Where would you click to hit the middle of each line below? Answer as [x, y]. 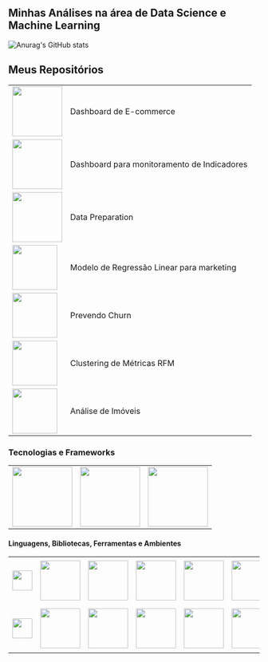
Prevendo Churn [101, 315]
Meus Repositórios [56, 70]
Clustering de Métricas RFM [123, 363]
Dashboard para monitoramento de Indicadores [159, 164]
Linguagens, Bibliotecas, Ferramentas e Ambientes [95, 543]
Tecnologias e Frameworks [62, 452]
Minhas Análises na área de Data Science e [117, 13]
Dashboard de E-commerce [123, 111]
